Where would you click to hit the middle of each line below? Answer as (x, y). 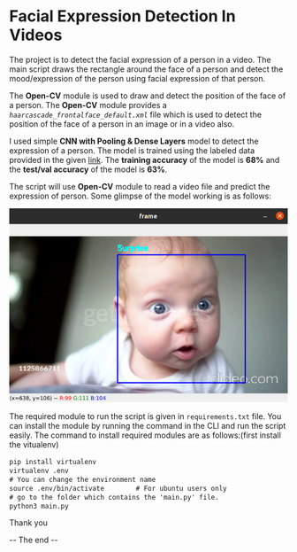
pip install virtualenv (53, 463)
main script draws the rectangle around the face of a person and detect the (146, 69)
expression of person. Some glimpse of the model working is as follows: (141, 196)
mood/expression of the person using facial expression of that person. (137, 78)
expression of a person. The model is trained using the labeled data (132, 150)
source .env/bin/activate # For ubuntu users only (118, 489)
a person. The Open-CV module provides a (88, 105)
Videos (36, 35)
